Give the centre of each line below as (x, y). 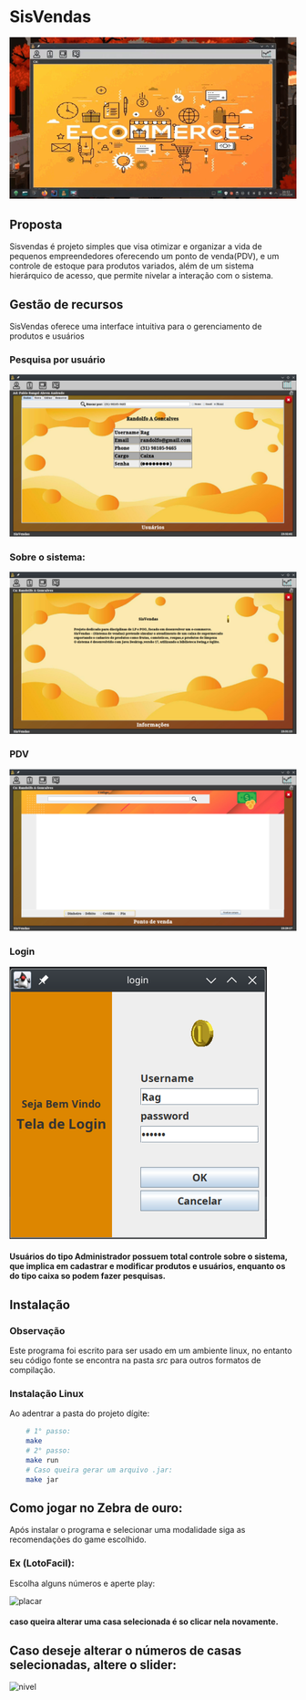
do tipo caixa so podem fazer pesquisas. (87, 1276)
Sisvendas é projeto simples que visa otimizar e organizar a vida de (136, 247)
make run (42, 1460)
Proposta (36, 224)
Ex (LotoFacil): (42, 1563)
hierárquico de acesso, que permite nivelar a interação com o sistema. (142, 276)
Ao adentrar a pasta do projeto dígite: (80, 1413)
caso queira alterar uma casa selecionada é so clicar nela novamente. (144, 1621)
